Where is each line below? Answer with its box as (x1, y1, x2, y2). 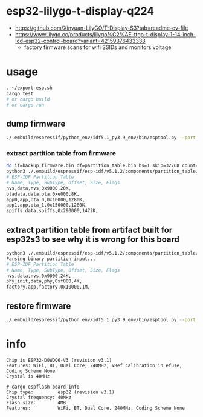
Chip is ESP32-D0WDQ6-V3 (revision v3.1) (6, 357, 112, 363)
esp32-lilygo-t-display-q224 (6, 4, 155, 18)
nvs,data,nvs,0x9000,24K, (6, 273, 71, 279)
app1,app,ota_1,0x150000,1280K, (6, 202, 88, 208)
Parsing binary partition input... (6, 256, 96, 262)
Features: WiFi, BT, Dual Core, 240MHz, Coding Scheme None (6, 405, 185, 411)
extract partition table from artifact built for (6, 224, 173, 235)
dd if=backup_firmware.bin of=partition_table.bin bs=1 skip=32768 (6, 162, 180, 169)
